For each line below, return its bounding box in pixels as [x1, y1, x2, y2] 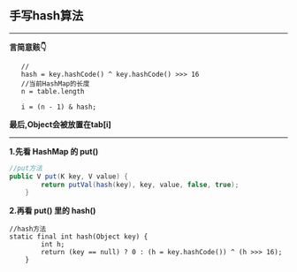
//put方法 [9, 163, 42, 172]
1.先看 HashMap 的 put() [9, 146, 99, 156]
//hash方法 [9, 224, 47, 234]
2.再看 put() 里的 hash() [9, 206, 96, 216]
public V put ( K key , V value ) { [9, 171, 128, 181]
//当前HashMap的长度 [20, 79, 90, 88]
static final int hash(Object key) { [9, 232, 148, 241]
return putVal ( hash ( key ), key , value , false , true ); [41, 180, 240, 189]
